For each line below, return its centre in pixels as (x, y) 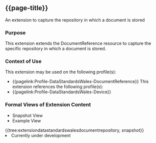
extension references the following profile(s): (58, 87)
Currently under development (41, 135)
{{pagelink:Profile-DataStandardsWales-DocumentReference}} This (80, 82)
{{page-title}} (27, 8)
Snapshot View (27, 115)
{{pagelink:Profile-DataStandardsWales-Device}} (62, 92)
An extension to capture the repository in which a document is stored (75, 20)
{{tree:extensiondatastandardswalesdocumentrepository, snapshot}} (75, 130)
